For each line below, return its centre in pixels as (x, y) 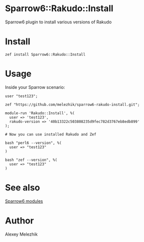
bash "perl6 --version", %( (33, 143)
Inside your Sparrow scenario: (35, 87)
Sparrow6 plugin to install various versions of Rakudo (58, 22)
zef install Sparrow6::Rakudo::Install (45, 54)
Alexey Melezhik (21, 234)
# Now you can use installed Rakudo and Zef (51, 134)
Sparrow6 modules (24, 201)
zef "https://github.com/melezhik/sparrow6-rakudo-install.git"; (72, 104)
